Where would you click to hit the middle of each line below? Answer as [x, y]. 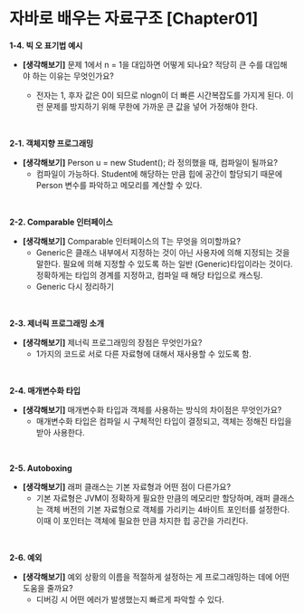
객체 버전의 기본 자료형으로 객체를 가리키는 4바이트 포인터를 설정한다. [168, 509]
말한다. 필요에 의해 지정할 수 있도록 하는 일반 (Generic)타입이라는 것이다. [164, 263]
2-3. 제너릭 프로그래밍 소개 [57, 323]
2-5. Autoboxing [41, 468]
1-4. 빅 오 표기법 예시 [46, 45]
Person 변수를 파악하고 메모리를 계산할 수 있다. [119, 185]
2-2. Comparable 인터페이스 [61, 222]
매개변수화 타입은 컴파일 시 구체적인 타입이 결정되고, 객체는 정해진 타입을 [164, 421]
